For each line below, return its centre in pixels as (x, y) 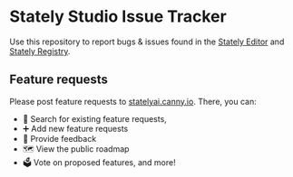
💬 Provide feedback (59, 138)
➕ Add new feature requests (75, 128)
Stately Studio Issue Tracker (118, 17)
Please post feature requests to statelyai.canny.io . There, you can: (133, 101)
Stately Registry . (40, 51)
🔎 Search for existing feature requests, (95, 118)
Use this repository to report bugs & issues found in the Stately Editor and (147, 42)
